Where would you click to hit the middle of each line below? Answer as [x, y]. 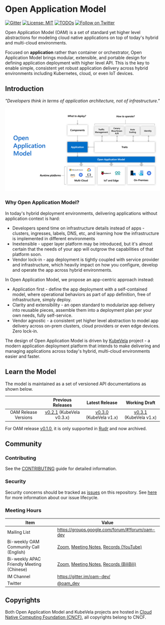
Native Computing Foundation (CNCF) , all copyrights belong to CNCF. [76, 617]
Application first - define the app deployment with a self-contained [80, 289]
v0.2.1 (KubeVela [62, 412]
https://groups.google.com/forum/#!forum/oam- [106, 529]
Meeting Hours [23, 510]
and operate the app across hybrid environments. [62, 270]
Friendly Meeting [24, 564]
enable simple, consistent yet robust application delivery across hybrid [77, 68]
